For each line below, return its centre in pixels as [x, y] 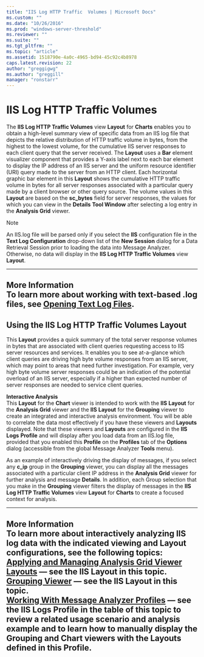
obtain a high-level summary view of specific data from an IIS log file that [98, 133]
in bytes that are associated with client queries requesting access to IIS [95, 346]
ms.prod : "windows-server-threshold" [54, 29]
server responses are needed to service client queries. [75, 385]
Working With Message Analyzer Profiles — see [99, 600]
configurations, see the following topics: [84, 553]
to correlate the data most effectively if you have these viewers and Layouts [102, 423]
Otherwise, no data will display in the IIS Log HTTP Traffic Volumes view [97, 254]
